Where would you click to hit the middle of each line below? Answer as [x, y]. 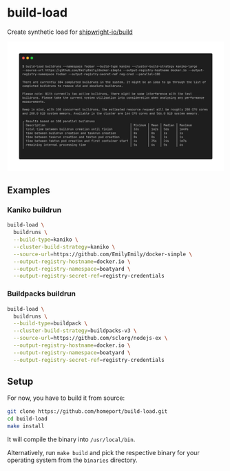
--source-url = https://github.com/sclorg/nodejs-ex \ [91, 338]
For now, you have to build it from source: [66, 398]
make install [26, 426]
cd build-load [28, 419]
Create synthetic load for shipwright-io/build [70, 32]
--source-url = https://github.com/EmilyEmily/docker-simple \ [103, 254]
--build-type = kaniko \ [46, 240]
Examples [29, 190]
